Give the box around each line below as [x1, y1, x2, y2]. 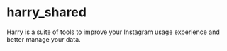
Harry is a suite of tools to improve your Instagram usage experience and [6, 28, 221, 36]
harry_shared [6, 4, 87, 21]
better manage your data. [6, 35, 81, 43]
